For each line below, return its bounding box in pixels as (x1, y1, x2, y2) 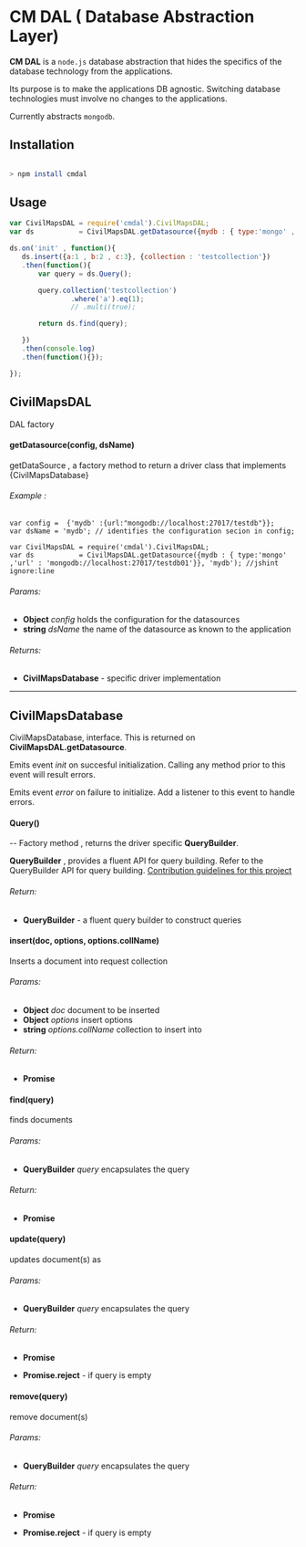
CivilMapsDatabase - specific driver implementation (22, 673, 221, 684)
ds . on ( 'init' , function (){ (9, 244, 117, 253)
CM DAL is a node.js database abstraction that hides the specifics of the (9, 56, 282, 67)
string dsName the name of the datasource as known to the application (22, 623, 291, 635)
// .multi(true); (70, 303, 137, 312)
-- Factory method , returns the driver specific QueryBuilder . (9, 838, 240, 849)
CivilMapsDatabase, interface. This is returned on (9, 732, 196, 743)
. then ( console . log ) (21, 344, 96, 353)
